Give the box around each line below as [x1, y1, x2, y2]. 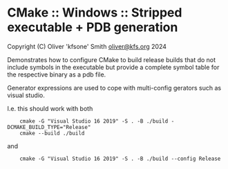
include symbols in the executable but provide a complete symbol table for [7, 63, 220, 71]
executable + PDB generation [7, 19, 178, 35]
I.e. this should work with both [7, 104, 93, 112]
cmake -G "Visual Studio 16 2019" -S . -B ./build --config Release [19, 155, 221, 162]
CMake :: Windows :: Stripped [7, 5, 182, 21]
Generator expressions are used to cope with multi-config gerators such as [7, 83, 222, 92]
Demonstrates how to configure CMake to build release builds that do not [7, 55, 216, 63]
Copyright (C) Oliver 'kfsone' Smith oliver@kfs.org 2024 [7, 42, 167, 50]
